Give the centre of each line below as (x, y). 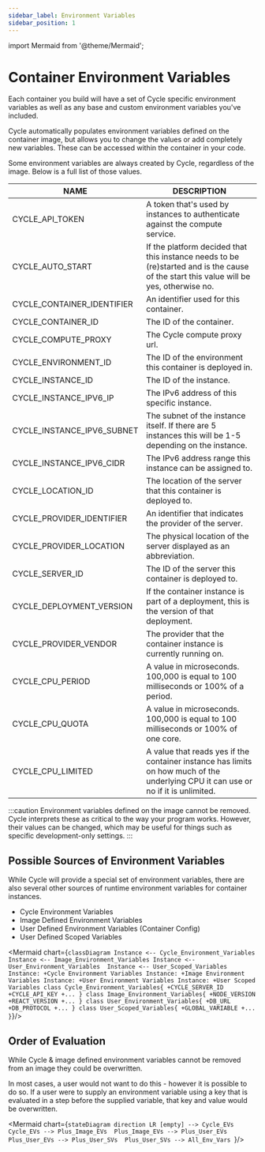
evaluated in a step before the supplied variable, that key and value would (128, 1101)
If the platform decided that (196, 247)
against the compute (184, 224)
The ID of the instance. (188, 380)
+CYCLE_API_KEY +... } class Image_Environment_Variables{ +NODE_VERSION (132, 995)
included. (23, 116)
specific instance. (178, 403)
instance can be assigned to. (199, 469)
